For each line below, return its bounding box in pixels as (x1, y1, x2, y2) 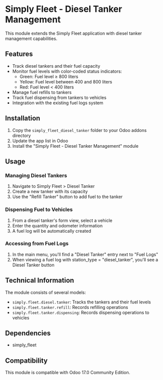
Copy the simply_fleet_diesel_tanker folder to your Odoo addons (12, 127, 147, 133)
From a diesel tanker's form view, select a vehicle (12, 217, 113, 223)
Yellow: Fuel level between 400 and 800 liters (19, 79, 112, 84)
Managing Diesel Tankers (5, 172, 67, 179)
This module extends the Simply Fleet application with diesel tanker (5, 30, 142, 36)
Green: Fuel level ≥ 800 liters (19, 73, 79, 80)
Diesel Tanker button (12, 262, 55, 268)
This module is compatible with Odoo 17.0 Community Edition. (5, 370, 130, 376)
